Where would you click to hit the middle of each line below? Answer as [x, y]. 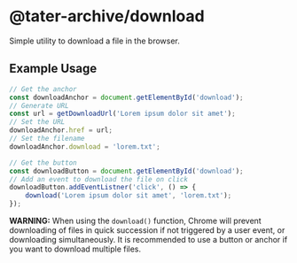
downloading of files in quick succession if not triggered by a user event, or [147, 230]
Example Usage [53, 69]
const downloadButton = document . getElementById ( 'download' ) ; [126, 171]
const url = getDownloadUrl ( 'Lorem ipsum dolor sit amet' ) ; [123, 114]
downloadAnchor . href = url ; [61, 130]
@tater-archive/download [107, 16]
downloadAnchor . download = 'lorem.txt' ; [85, 147]
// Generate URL [39, 105]
